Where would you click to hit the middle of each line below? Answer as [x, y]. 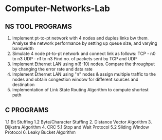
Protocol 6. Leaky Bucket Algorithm [41, 132]
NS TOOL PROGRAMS [38, 26]
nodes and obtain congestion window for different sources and [75, 79]
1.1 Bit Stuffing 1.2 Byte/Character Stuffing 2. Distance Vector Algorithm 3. [79, 122]
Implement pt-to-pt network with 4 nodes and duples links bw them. [81, 38]
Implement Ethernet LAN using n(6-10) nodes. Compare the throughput [83, 64]
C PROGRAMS [27, 110]
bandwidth [23, 48]
